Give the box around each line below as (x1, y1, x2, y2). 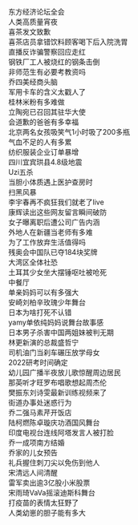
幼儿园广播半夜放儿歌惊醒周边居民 (8, 368, 121, 377)
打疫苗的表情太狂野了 (8, 498, 79, 507)
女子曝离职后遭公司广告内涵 (8, 217, 100, 227)
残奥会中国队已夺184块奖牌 (8, 248, 98, 256)
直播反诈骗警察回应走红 (8, 47, 86, 56)
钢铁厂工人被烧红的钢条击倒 (8, 57, 100, 67)
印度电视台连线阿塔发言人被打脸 (8, 428, 114, 437)
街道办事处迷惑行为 (8, 398, 72, 407)
